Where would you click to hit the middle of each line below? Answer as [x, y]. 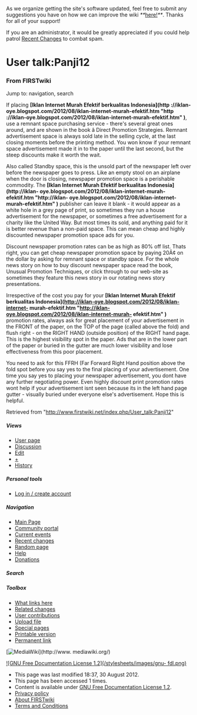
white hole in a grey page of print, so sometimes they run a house [86, 210]
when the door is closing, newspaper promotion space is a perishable [91, 179]
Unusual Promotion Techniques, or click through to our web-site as [87, 272]
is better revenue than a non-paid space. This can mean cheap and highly [96, 229]
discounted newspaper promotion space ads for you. [70, 235]
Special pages [32, 628]
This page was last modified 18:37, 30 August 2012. [77, 674]
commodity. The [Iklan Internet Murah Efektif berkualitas [76, 185]
